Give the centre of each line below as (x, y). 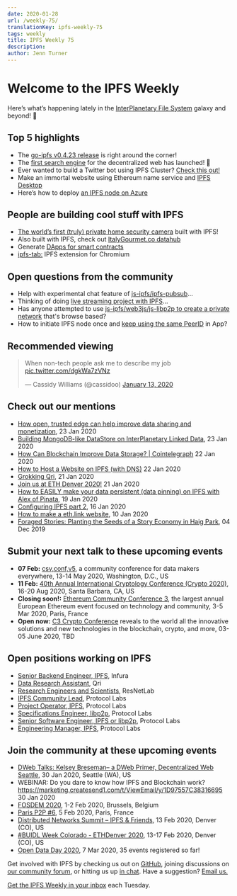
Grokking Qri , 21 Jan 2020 (56, 476)
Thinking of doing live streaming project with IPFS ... (93, 301)
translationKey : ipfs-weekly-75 (55, 27)
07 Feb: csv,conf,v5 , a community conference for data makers (108, 568)
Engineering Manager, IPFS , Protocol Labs (79, 728)
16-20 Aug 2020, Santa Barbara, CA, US (76, 591)
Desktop (30, 185)
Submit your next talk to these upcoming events (115, 551)
